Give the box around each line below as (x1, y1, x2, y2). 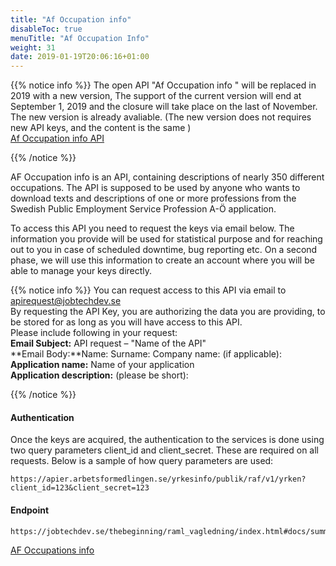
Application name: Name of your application (10, 359, 195, 371)
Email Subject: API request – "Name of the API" (10, 337, 207, 350)
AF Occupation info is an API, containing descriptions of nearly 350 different (10, 171, 325, 183)
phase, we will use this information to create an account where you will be (10, 254, 315, 266)
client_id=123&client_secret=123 (10, 483, 150, 493)
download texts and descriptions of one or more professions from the (10, 192, 297, 205)
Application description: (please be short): (10, 369, 189, 381)
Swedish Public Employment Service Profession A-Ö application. (10, 203, 277, 215)
